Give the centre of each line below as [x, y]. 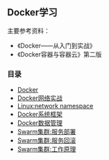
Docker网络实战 [40, 98]
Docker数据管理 [40, 123]
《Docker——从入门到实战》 [56, 45]
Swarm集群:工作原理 [47, 150]
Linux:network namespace [55, 106]
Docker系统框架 [40, 115]
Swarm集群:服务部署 [47, 132]
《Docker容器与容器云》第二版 [59, 54]
